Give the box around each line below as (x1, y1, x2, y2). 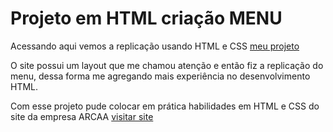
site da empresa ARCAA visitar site (10, 110, 154, 122)
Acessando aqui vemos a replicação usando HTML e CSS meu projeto (10, 40, 300, 52)
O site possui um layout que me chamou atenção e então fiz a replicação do (10, 59, 324, 71)
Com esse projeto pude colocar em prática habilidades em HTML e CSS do (10, 100, 320, 112)
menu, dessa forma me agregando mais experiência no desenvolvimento (10, 70, 311, 82)
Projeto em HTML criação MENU (10, 7, 283, 30)
